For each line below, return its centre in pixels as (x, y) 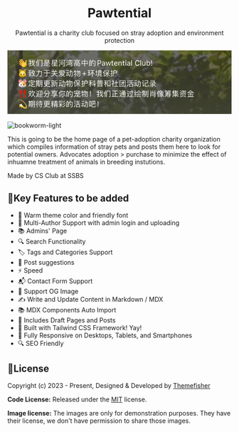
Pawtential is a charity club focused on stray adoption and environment (119, 33)
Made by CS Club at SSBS (46, 176)
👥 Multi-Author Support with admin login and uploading (99, 223)
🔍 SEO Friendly (41, 344)
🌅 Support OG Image (48, 291)
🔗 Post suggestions (46, 263)
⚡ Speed (30, 270)
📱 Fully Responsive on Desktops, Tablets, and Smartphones (105, 335)
